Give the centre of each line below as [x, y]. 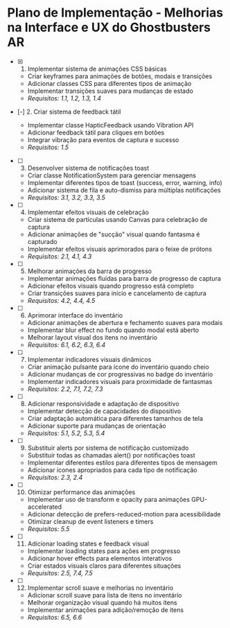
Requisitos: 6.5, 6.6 [55, 617]
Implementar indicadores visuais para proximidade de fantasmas [120, 381]
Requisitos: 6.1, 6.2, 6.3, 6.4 [67, 344]
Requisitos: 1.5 [48, 147]
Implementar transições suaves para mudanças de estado [110, 91]
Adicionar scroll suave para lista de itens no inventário [105, 595]
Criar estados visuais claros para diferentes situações [104, 566]
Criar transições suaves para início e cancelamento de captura [117, 293]
